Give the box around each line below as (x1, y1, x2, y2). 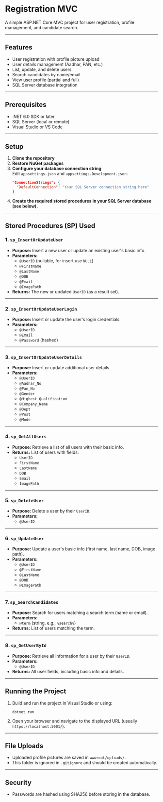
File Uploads (5, 742, 44, 750)
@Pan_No (19, 386, 35, 392)
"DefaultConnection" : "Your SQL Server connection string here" (16, 185, 149, 190)
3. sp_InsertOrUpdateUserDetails (5, 354, 82, 360)
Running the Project (5, 687, 66, 696)
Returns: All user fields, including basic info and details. (12, 668, 124, 674)
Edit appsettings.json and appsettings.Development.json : (12, 171, 128, 177)
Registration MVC (5, 3, 78, 15)
